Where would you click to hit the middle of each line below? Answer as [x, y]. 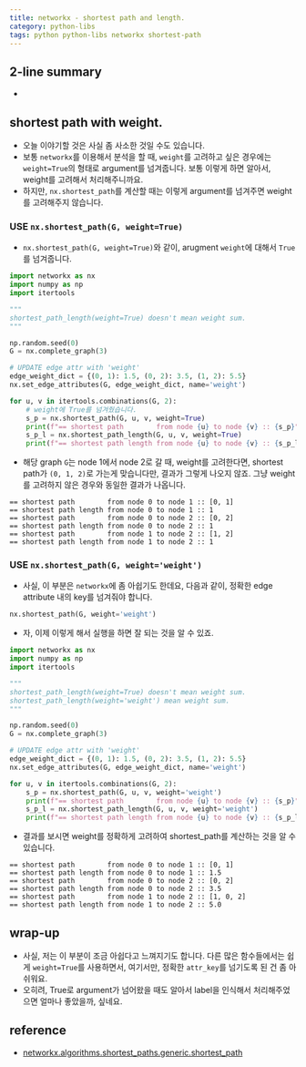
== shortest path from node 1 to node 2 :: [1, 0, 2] [128, 897]
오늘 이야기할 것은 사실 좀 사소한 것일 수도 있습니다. [113, 145]
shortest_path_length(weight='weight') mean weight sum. [120, 701]
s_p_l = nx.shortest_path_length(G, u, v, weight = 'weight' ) [142, 809]
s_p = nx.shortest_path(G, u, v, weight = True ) [116, 418]
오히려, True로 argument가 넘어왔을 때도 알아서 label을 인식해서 [137, 990]
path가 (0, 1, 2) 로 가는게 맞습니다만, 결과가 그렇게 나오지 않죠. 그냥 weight [159, 474]
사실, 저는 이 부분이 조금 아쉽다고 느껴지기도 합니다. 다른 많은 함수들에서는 [153, 956]
